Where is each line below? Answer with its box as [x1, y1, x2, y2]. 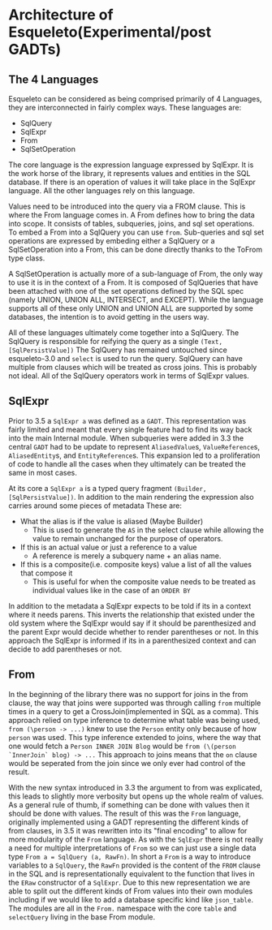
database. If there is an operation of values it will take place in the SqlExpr [8, 177, 256, 187]
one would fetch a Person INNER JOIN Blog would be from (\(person [8, 741, 237, 751]
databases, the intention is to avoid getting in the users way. [8, 312, 209, 321]
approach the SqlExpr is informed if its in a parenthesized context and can [8, 635, 257, 645]
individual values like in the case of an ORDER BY [32, 585, 191, 595]
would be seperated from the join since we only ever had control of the [8, 758, 246, 768]
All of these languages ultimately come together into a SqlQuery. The [8, 328, 240, 338]
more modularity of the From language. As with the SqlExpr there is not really [8, 834, 264, 844]
